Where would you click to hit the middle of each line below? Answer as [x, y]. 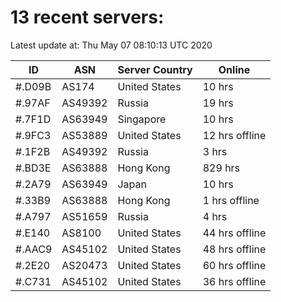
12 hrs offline [234, 135]
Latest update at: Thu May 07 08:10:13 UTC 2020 [111, 45]
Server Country [155, 69]
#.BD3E [33, 168]
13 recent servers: [87, 17]
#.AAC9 [34, 249]
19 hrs [218, 103]
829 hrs [221, 168]
